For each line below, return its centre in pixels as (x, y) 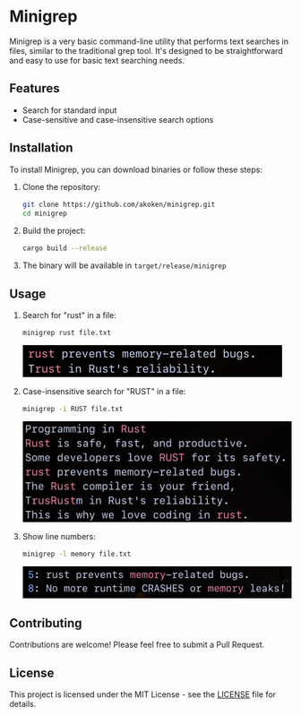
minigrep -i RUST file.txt (73, 409)
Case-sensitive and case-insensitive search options (118, 119)
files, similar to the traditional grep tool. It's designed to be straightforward (146, 50)
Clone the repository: (61, 186)
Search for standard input (69, 110)
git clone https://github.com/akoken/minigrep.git (119, 204)
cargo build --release (64, 248)
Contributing (46, 623)
